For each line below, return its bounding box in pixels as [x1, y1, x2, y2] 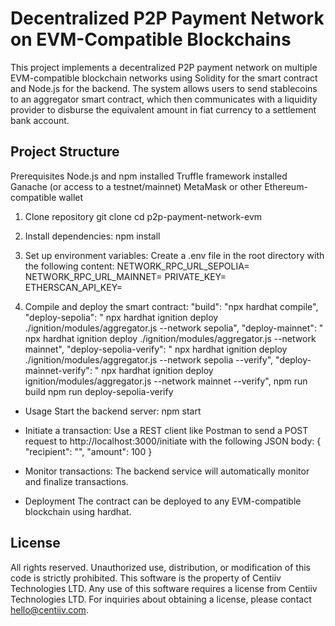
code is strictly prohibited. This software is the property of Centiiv [10, 572, 282, 584]
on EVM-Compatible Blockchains [10, 28, 292, 51]
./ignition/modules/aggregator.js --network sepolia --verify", [24, 353, 274, 366]
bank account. [10, 114, 70, 126]
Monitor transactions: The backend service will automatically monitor [24, 465, 310, 477]
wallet [58, 191, 84, 203]
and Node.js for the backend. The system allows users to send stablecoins [10, 82, 318, 94]
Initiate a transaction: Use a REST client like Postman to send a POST [24, 424, 309, 436]
